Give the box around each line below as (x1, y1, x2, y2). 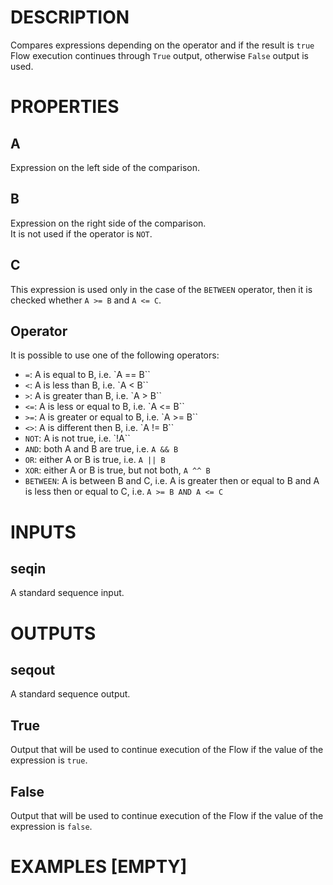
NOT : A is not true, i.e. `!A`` (24, 432, 131, 445)
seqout (10, 661, 56, 678)
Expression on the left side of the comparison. (10, 161, 200, 173)
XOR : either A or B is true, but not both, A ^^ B (24, 464, 211, 476)
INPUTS (10, 521, 77, 543)
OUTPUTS (10, 622, 97, 645)
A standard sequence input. (10, 587, 125, 599)
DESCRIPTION (10, 6, 130, 29)
